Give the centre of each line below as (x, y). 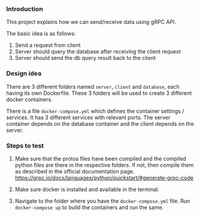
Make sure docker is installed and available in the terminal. (87, 189)
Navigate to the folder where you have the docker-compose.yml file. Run (102, 201)
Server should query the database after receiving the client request (98, 52)
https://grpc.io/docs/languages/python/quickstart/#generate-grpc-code (104, 177)
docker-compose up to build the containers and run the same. (89, 207)
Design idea (24, 74)
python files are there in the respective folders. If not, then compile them (104, 165)
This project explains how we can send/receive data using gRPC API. (91, 22)
